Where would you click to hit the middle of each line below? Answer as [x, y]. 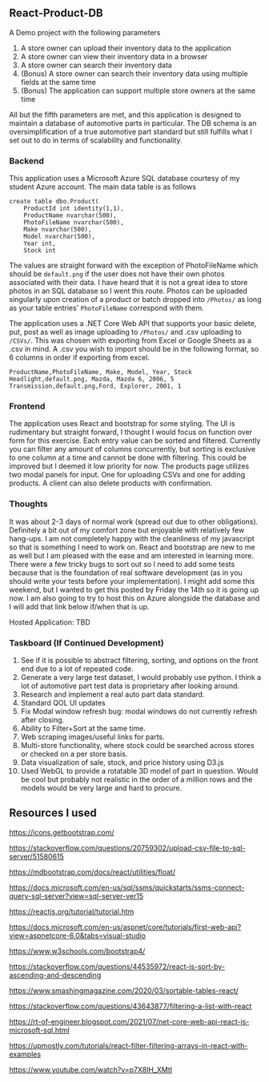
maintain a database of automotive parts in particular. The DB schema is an [133, 123]
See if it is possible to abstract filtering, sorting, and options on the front [139, 660]
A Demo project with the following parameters [85, 32]
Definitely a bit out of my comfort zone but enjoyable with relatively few [127, 530]
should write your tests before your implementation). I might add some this [132, 581]
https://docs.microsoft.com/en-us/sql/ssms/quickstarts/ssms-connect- [127, 887]
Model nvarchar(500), [59, 237]
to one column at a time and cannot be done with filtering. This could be [128, 458]
